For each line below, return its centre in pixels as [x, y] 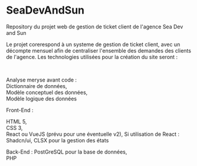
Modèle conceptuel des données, [47, 92]
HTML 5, [17, 121]
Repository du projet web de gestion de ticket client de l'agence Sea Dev [95, 27]
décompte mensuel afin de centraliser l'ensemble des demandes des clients [99, 50]
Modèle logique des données [42, 99]
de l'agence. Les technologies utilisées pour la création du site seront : [92, 57]
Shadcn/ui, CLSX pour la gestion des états [58, 140]
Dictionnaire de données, [37, 86]
